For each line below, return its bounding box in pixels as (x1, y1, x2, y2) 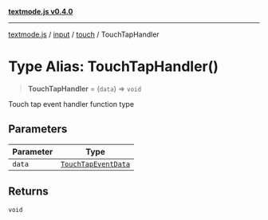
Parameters (8, 123, 68, 136)
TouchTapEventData (60, 159, 131, 168)
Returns (8, 185, 49, 198)
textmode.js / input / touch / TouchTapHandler (8, 29, 160, 39)
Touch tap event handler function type (8, 99, 134, 108)
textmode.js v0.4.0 (8, 7, 73, 16)
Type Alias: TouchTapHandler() (8, 57, 219, 76)
